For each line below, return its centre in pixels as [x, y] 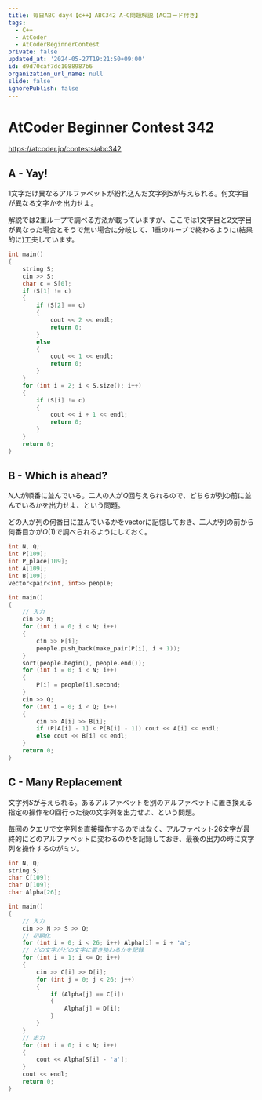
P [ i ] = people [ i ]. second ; [79, 685]
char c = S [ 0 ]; [47, 283]
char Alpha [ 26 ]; [35, 892]
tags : [17, 23]
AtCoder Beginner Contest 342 [111, 127]
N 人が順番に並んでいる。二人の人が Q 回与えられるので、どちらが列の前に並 [130, 496]
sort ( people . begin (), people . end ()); [84, 663]
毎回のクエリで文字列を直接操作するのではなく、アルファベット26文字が [126, 829]
